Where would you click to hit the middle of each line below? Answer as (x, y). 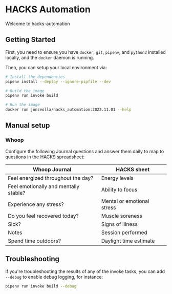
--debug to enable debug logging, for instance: (54, 277)
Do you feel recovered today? (43, 216)
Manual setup (28, 126)
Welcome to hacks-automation (38, 24)
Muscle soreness (122, 216)
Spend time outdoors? (35, 241)
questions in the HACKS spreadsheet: (45, 157)
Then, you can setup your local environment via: (56, 67)
